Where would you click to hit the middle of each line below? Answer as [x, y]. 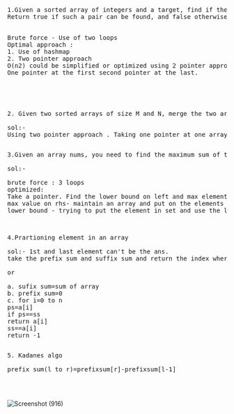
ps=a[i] [20, 308]
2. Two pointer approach [49, 59]
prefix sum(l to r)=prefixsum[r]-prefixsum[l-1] [92, 369]
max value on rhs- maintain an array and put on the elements [116, 204]
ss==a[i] [22, 328]
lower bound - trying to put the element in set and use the [114, 210]
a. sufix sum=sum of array [53, 287]
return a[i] [28, 321]
